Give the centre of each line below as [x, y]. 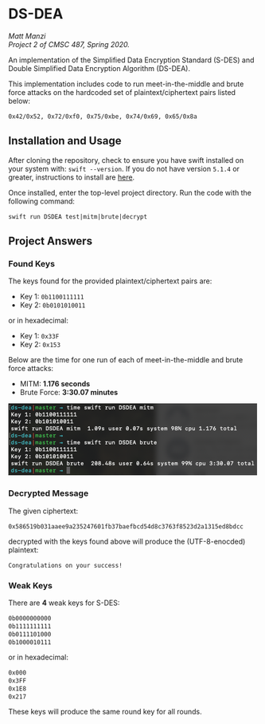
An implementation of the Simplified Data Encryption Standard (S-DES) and [131, 60]
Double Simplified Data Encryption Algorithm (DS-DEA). [99, 68]
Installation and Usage [65, 141]
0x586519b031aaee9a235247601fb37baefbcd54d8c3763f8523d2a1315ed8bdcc [126, 526]
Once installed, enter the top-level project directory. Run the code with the [130, 192]
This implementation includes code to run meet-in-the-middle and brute [126, 84]
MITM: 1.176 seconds [55, 384]
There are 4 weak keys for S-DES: [64, 603]
